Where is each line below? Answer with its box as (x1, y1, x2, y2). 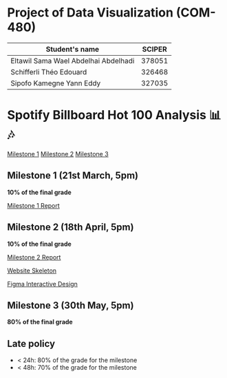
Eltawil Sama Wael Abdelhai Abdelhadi (10, 56, 135, 65)
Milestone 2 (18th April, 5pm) (7, 222, 134, 233)
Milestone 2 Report (7, 253, 61, 261)
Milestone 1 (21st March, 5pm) (7, 170, 139, 182)
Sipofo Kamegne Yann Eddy (10, 78, 101, 87)
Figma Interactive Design (7, 280, 78, 288)
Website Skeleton (7, 266, 57, 275)
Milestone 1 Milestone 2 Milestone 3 (7, 149, 109, 158)
